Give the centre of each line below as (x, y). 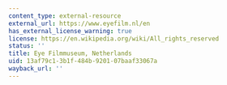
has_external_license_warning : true (70, 31)
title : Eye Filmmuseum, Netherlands (70, 53)
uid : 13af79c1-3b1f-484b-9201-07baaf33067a (83, 62)
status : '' (27, 46)
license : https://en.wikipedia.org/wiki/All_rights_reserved (114, 38)
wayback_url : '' (36, 69)
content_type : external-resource (65, 16)
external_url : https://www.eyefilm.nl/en (79, 23)
